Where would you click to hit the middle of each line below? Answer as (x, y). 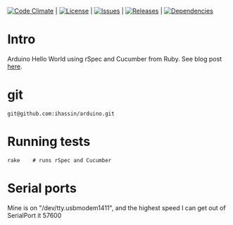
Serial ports (42, 188)
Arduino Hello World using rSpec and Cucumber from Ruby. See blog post (115, 59)
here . (15, 66)
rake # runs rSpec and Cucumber (59, 160)
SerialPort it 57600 (34, 215)
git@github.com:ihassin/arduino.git (61, 114)
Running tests (49, 142)
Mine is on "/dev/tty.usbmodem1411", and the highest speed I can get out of (117, 207)
